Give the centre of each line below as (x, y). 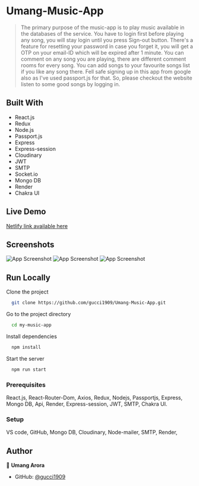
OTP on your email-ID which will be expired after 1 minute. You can (102, 52)
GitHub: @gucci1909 (40, 477)
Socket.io (26, 174)
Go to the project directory (39, 314)
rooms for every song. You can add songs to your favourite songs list (105, 65)
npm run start (29, 370)
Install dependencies (32, 336)
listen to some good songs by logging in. (70, 84)
